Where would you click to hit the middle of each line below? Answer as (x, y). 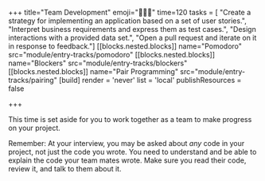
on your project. (35, 128)
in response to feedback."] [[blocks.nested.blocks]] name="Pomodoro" (125, 46)
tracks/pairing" (33, 80)
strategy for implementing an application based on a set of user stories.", (127, 21)
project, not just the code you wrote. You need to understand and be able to (132, 152)
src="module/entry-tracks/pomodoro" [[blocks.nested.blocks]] (112, 55)
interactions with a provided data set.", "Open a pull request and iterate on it (132, 37)
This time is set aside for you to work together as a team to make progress (130, 119)
